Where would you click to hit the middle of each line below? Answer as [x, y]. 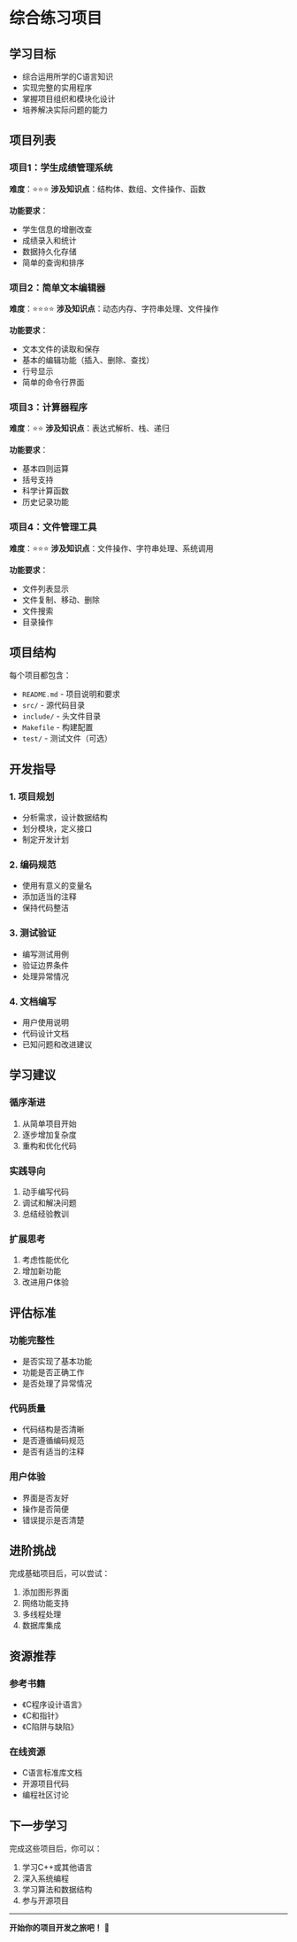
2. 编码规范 [33, 865]
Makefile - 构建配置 [57, 727]
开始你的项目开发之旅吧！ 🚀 [60, 1928]
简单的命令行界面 [53, 382]
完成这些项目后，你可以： [56, 1849]
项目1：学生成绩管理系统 [61, 167]
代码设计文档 [45, 1033]
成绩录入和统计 [49, 240]
